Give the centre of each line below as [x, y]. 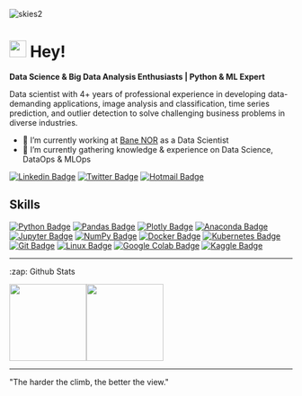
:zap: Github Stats [42, 271]
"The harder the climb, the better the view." [89, 382]
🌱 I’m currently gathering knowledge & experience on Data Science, [148, 149]
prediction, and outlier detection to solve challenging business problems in [147, 113]
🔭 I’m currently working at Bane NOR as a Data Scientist [125, 140]
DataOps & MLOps [57, 159]
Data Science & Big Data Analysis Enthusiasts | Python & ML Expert [137, 76]
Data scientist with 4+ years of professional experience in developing [138, 93]
